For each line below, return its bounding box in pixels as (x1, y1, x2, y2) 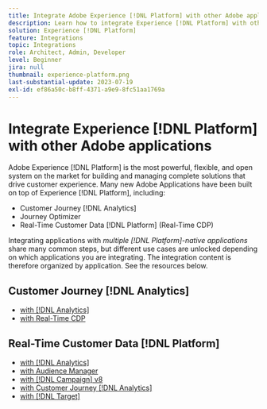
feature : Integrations (8, 33, 83, 42)
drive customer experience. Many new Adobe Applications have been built (8, 179, 253, 189)
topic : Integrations (8, 41, 77, 49)
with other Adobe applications (8, 137, 212, 155)
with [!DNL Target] (19, 391, 81, 401)
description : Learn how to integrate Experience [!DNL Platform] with (8, 19, 247, 27)
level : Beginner (8, 56, 62, 64)
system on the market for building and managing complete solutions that (8, 172, 246, 181)
